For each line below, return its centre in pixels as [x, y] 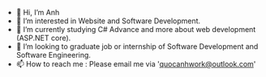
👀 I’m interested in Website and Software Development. [108, 21]
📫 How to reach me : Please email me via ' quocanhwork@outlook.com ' [136, 64]
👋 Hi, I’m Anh [38, 12]
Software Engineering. [54, 55]
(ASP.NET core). [43, 38]
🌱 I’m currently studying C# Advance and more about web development [136, 29]
